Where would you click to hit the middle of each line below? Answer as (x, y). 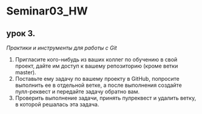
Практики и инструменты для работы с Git (62, 48)
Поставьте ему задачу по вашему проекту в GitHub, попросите (97, 79)
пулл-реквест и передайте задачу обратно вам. (77, 91)
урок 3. (21, 33)
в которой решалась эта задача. (57, 104)
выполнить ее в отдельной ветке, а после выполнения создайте (98, 85)
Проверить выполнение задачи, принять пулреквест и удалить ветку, (106, 98)
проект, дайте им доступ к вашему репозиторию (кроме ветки (96, 66)
